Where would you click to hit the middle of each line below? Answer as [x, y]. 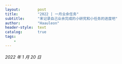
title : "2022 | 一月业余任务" [42, 14]
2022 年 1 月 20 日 [23, 57]
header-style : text [26, 28]
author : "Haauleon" [32, 23]
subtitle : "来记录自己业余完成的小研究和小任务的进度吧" [61, 18]
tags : [10, 37]
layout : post [26, 9]
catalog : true [26, 32]
